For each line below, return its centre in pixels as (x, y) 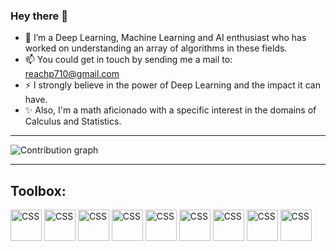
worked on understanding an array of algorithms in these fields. (156, 48)
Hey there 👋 (39, 16)
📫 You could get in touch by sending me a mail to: (128, 60)
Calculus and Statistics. (73, 121)
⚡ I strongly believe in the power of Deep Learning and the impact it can (172, 85)
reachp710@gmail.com (72, 74)
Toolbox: (38, 190)
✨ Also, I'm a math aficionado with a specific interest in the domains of (170, 110)
